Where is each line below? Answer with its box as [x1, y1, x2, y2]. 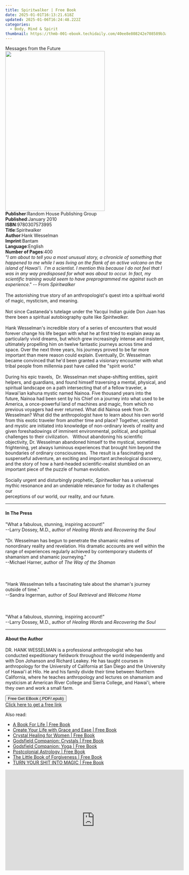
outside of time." [5, 586, 40, 593]
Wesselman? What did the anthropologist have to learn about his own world [5, 412, 164, 418]
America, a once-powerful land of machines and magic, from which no [5, 401, 154, 407]
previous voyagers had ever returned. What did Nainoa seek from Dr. [5, 406, 150, 412]
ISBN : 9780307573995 [5, 222, 52, 228]
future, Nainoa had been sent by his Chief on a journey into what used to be [5, 396, 165, 402]
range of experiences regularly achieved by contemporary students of [5, 549, 153, 555]
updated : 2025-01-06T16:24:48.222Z [5, 17, 81, 22]
